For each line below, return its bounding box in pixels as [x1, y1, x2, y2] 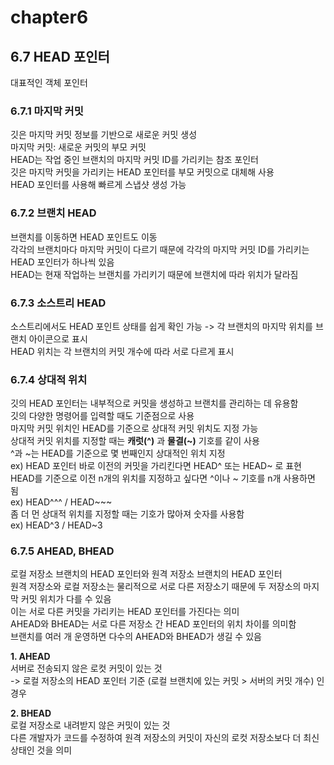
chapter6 [10, 6, 89, 29]
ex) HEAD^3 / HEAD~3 [10, 519, 103, 531]
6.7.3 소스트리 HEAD [10, 296, 107, 310]
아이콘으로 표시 [28, 332, 88, 345]
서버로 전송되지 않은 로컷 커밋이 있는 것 [10, 662, 163, 675]
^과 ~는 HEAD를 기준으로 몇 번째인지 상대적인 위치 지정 [10, 447, 226, 460]
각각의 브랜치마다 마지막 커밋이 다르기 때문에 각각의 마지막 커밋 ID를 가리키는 [10, 243, 310, 255]
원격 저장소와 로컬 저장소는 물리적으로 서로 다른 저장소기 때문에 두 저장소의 [10, 581, 302, 593]
